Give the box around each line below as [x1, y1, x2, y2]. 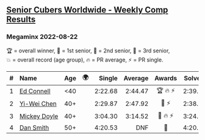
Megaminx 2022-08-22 [6, 33, 78, 41]
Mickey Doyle [19, 112, 59, 121]
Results [6, 15, 36, 25]
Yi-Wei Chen [19, 100, 57, 108]
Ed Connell [19, 87, 51, 96]
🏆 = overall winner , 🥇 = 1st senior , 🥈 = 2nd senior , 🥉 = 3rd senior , [6, 47, 170, 54]
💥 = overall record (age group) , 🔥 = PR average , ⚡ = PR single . [6, 56, 164, 63]
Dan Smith [19, 123, 49, 131]
